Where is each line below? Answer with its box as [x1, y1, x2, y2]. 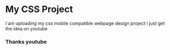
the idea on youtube [5, 25, 48, 31]
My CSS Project [5, 4, 73, 15]
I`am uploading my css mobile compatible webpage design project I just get [5, 20, 165, 26]
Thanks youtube [5, 38, 47, 45]
